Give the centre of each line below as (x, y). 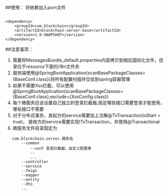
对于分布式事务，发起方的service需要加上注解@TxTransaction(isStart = (87, 115)
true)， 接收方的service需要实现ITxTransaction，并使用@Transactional (86, 122)
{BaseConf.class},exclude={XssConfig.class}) (60, 96)
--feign (29, 171)
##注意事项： (19, 49)
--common (30, 143)
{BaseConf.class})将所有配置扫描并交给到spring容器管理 (71, 79)
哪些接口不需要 (28, 109)
